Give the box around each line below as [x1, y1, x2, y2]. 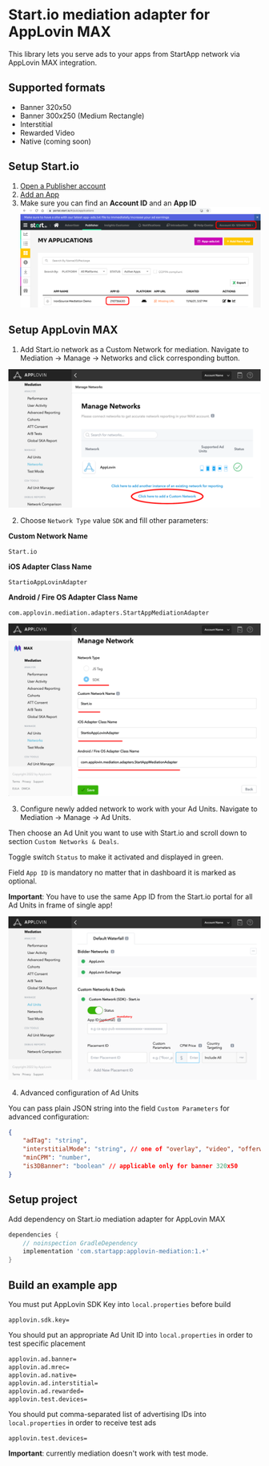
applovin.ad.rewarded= [8, 1387, 84, 1395]
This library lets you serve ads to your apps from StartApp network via [8, 49, 240, 59]
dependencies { [8, 1230, 59, 1239]
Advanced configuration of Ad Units [19, 1087, 139, 1097]
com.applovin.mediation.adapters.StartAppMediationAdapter [8, 609, 210, 617]
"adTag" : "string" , [22, 1137, 88, 1145]
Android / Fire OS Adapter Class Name [8, 592, 139, 603]
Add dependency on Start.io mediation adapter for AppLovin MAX [8, 1214, 226, 1224]
